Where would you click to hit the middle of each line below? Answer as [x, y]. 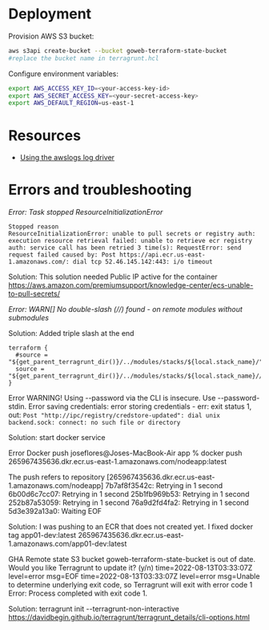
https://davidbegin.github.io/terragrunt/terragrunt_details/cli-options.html [129, 617]
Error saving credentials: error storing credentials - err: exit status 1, [140, 406]
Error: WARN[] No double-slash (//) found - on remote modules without [125, 309]
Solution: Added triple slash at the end [71, 333]
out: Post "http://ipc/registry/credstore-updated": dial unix [114, 415]
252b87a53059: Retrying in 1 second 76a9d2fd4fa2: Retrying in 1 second [129, 503]
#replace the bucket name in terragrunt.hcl [84, 58]
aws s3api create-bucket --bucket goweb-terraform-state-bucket [118, 50]
